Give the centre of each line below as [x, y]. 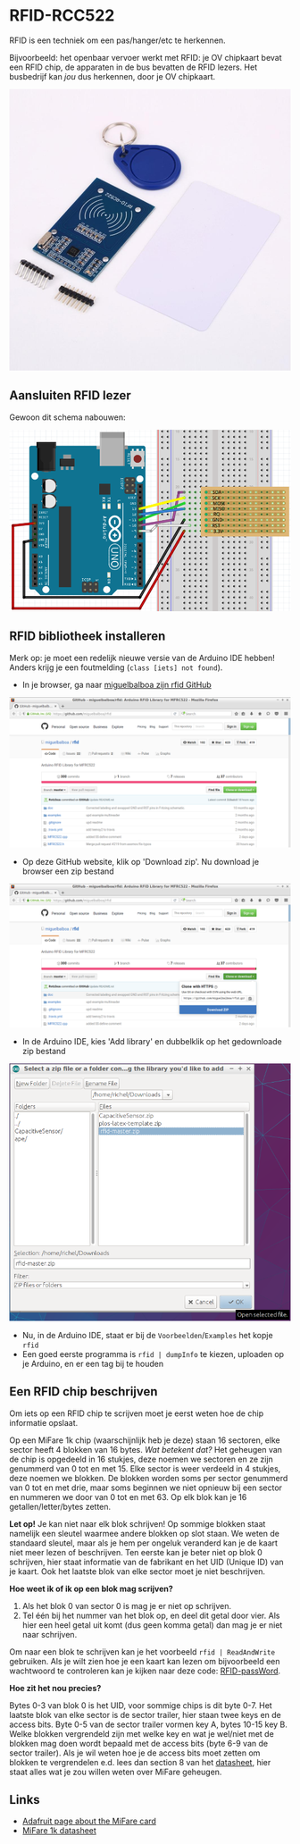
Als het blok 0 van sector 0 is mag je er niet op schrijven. [127, 1605]
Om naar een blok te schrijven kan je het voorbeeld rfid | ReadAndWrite [142, 1651]
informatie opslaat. [44, 1422]
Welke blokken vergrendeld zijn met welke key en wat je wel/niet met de [142, 1733]
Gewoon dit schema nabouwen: [67, 417]
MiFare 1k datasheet [59, 1831]
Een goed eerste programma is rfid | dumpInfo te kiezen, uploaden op [153, 1354]
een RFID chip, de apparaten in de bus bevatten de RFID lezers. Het [133, 67]
